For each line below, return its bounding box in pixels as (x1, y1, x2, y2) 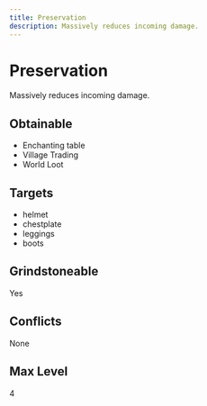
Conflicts (9, 314, 62, 329)
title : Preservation (9, 13, 87, 23)
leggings (22, 229, 56, 239)
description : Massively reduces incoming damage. (9, 22, 200, 31)
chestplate (22, 219, 62, 230)
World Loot (22, 159, 64, 170)
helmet (22, 209, 49, 221)
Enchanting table (22, 140, 85, 151)
